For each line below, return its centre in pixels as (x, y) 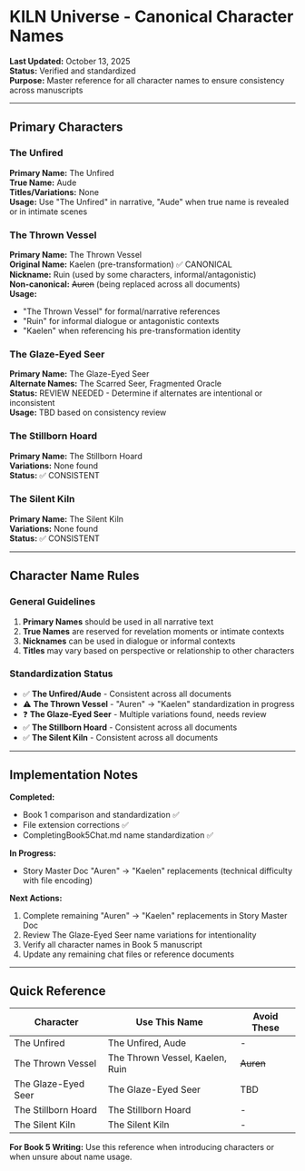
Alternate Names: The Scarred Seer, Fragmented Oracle (116, 384)
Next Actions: (36, 898)
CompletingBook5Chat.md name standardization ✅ (118, 835)
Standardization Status (61, 674)
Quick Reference (58, 991)
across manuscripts (46, 90)
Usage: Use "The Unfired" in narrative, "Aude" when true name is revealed (149, 202)
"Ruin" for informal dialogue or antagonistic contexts (121, 320)
